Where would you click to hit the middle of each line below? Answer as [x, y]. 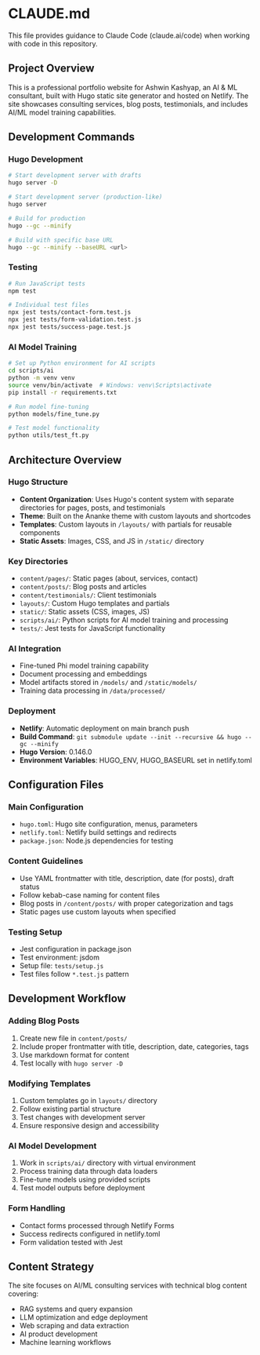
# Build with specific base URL [61, 240]
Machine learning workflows [65, 1342]
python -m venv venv [42, 378]
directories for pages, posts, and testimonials [92, 508]
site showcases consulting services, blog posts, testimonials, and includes [128, 104]
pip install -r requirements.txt [63, 392]
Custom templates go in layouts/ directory [88, 1100]
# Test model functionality [54, 428]
